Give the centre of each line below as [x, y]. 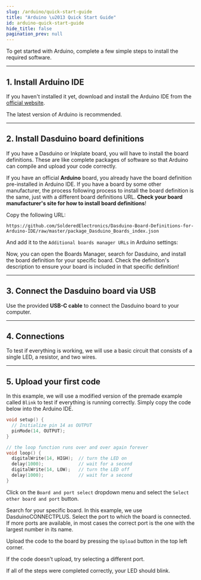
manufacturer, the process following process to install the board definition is [100, 190]
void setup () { [25, 420]
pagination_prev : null [34, 34]
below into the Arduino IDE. [40, 409]
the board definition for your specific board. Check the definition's [88, 260]
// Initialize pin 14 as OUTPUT [52, 426]
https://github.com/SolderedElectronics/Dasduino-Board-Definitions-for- [100, 226]
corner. [15, 547]
